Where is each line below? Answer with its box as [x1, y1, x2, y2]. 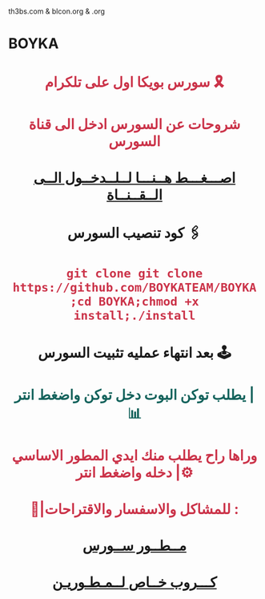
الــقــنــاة [106, 185, 163, 204]
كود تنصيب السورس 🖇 [66, 224, 203, 242]
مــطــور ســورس [82, 536, 187, 555]
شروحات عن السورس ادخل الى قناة [28, 115, 241, 133]
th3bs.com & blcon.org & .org [8, 6, 106, 16]
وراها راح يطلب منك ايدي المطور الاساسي [11, 446, 258, 464]
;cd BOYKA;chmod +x [70, 294, 199, 310]
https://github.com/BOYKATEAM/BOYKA [12, 280, 257, 295]
